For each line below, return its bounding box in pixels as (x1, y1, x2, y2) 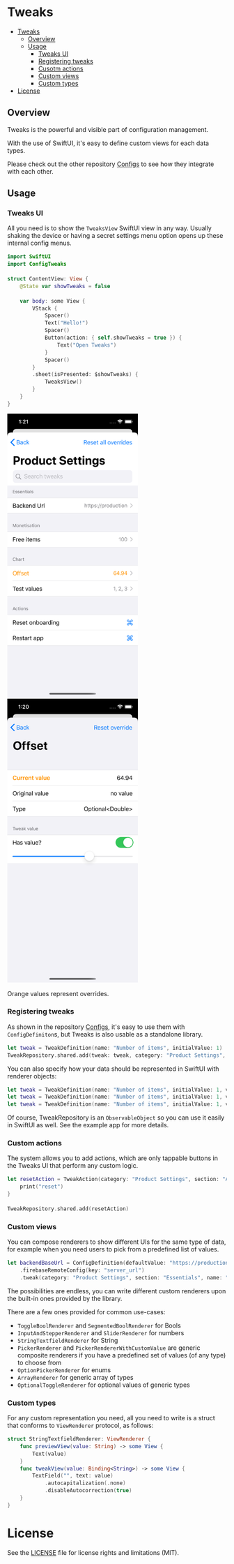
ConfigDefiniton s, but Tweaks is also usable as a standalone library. (7, 1030, 203, 1038)
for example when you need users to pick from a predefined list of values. (7, 1245, 219, 1254)
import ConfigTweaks (7, 261, 68, 268)
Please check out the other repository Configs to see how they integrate (7, 160, 214, 168)
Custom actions (7, 1138, 63, 1148)
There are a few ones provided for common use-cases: (7, 1307, 166, 1316)
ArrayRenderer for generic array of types (17, 1373, 134, 1381)
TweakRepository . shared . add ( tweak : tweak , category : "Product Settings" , (7, 1051, 226, 1059)
